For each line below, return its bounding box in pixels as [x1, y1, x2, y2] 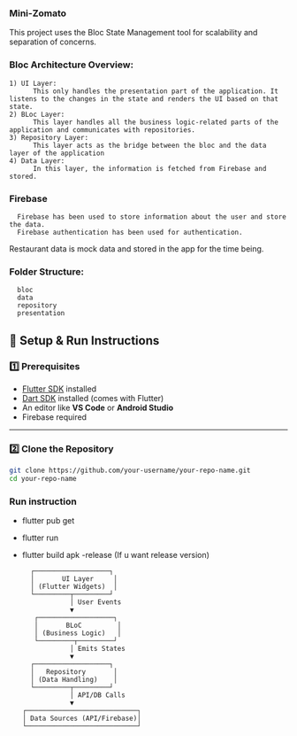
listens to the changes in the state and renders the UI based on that [9, 94, 278, 104]
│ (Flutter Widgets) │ [30, 583, 118, 592]
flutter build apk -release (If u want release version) [21, 550, 210, 561]
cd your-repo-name [9, 475, 77, 484]
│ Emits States [69, 645, 126, 654]
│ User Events [69, 598, 122, 607]
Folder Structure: [9, 265, 85, 277]
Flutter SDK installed [21, 383, 97, 394]
